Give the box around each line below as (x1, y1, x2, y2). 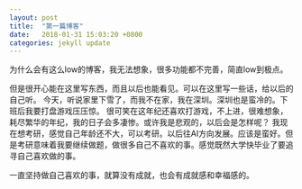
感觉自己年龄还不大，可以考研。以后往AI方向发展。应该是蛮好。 (48, 128, 286, 139)
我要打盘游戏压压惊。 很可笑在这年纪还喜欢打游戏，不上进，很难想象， (24, 105, 288, 117)
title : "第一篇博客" (9, 22, 84, 31)
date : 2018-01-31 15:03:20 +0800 (9, 30, 143, 39)
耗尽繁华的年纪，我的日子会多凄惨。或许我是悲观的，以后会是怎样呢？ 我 (9, 117, 280, 128)
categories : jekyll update (9, 38, 111, 48)
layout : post (9, 13, 59, 22)
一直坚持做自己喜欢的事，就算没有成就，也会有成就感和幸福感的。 (9, 170, 254, 181)
